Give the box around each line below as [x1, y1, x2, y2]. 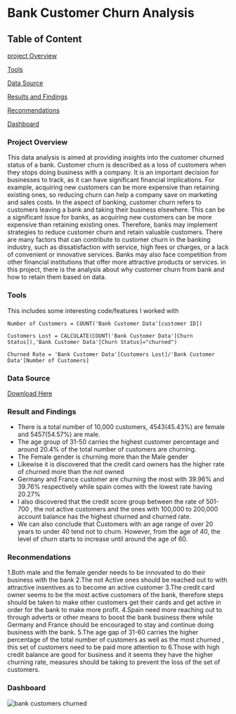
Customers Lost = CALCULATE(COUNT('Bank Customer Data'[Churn [7, 332, 193, 339]
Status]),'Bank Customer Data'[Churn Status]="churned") [7, 338, 178, 345]
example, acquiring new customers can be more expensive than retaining [7, 183, 220, 191]
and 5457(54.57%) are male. [17, 431, 100, 439]
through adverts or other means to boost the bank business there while [7, 613, 214, 622]
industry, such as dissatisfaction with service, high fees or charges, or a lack [7, 243, 229, 251]
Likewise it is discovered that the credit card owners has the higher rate [17, 460, 225, 468]
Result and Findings [7, 407, 77, 416]
